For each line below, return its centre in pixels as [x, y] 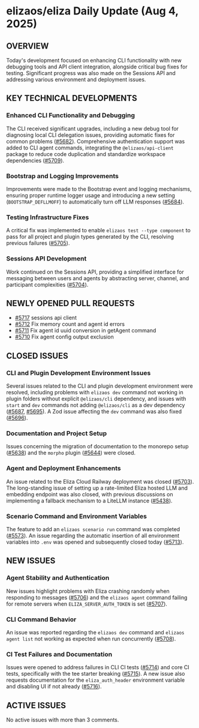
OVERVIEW [28, 46]
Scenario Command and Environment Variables [76, 516]
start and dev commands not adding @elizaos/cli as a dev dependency [96, 405]
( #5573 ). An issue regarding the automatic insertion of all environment [93, 535]
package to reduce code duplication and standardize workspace [86, 154]
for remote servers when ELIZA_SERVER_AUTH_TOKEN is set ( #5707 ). [87, 604]
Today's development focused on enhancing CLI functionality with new [94, 60]
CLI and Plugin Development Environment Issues [79, 373]
